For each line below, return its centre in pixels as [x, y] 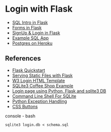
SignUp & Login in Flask [36, 33]
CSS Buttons [25, 106]
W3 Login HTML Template [38, 80]
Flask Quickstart [29, 70]
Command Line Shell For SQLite [44, 96]
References [23, 59]
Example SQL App [30, 38]
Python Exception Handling [40, 101]
